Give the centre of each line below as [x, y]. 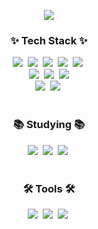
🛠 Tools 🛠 [49, 188]
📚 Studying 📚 [49, 125]
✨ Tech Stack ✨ [49, 40]
